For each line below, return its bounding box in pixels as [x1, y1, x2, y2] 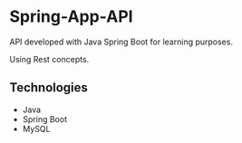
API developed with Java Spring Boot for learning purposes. [9, 36, 234, 47]
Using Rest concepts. [9, 53, 90, 64]
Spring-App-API [9, 6, 133, 27]
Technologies [9, 80, 89, 96]
